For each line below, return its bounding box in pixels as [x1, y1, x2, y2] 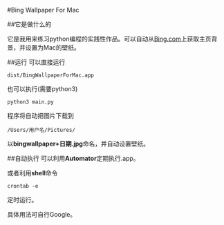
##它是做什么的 [7, 20, 52, 28]
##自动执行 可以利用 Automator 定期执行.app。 [7, 155, 140, 162]
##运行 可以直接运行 [7, 58, 66, 66]
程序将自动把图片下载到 [7, 112, 74, 119]
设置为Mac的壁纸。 [25, 43, 81, 51]
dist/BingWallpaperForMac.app [7, 72, 95, 79]
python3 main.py [7, 99, 54, 106]
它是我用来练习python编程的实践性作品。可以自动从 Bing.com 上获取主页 [7, 35, 212, 43]
